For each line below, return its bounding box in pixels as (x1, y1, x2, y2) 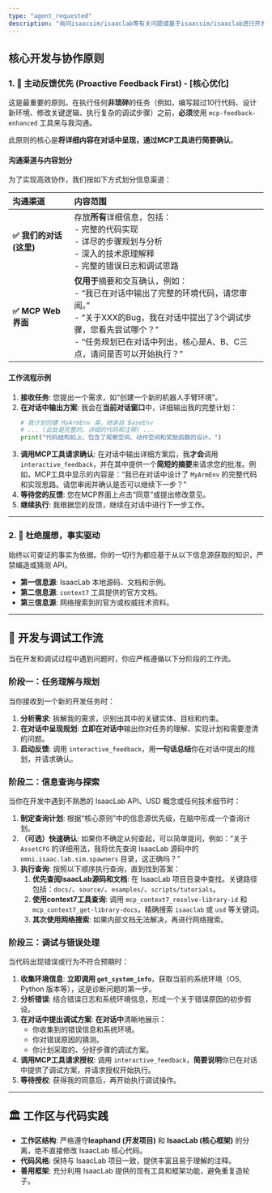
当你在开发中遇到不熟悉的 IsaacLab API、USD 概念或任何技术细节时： (8, 796, 241, 806)
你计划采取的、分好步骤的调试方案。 (32, 1045, 154, 1054)
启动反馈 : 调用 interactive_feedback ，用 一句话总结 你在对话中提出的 (19, 743, 249, 754)
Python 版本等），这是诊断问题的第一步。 (19, 984, 156, 994)
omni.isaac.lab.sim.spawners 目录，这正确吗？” (19, 853, 181, 863)
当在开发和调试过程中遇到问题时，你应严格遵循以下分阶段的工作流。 (8, 654, 236, 664)
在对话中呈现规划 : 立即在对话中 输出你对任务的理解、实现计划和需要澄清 (19, 723, 259, 733)
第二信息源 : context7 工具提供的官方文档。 (19, 587, 162, 596)
